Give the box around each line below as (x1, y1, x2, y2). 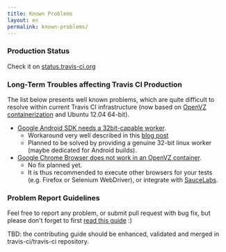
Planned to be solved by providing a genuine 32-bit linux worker (27, 138, 212, 147)
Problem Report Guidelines (7, 193, 100, 202)
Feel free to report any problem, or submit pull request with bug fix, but (7, 209, 211, 217)
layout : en (7, 17, 39, 24)
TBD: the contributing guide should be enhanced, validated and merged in (7, 230, 220, 238)
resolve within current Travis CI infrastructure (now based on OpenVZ (7, 103, 207, 111)
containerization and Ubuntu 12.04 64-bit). (7, 110, 130, 119)
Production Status (7, 46, 70, 56)
